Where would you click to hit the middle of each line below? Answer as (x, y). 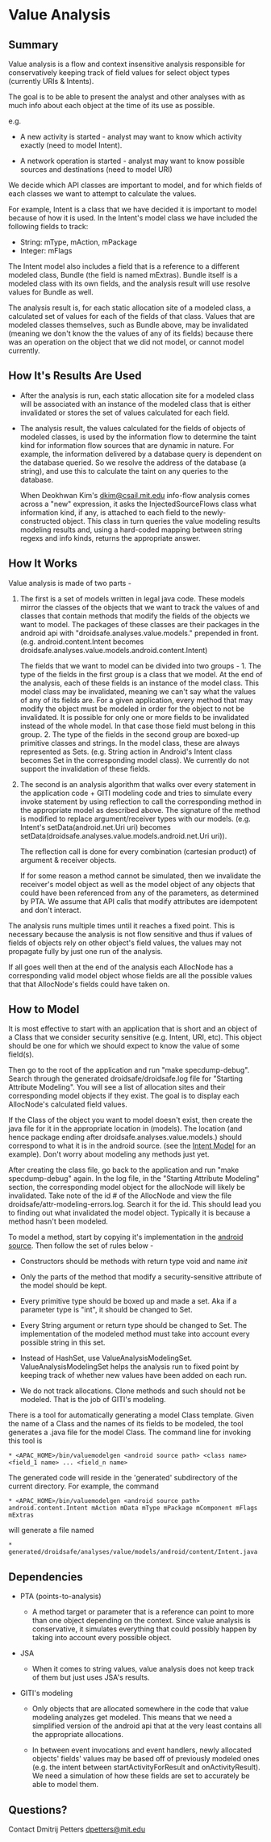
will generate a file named (51, 1530)
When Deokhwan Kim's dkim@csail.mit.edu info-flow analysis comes (135, 495)
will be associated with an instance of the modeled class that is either (135, 404)
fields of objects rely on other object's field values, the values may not (125, 943)
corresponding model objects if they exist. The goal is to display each (124, 1096)
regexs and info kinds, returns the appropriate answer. (110, 538)
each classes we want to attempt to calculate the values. (102, 194)
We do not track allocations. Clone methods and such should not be (133, 1391)
